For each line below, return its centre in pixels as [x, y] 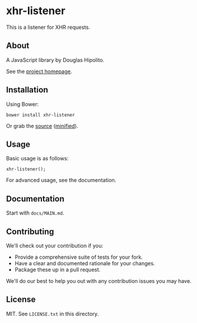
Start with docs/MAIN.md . [35, 213]
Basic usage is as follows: [37, 159]
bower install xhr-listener [41, 115]
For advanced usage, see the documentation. [61, 180]
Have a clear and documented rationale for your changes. [85, 263]
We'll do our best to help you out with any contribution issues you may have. [99, 281]
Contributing [30, 231]
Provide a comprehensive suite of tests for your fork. [79, 257]
